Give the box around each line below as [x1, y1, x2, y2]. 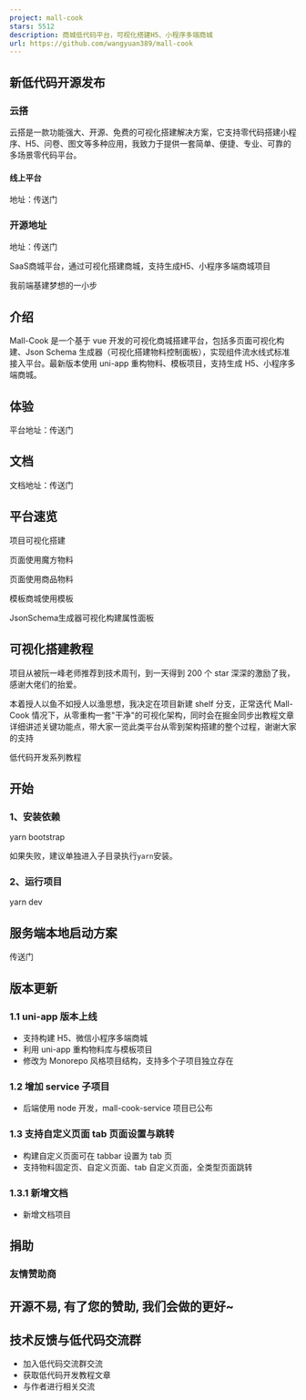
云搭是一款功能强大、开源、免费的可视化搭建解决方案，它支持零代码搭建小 [9, 127, 289, 138]
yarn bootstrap [9, 832, 66, 843]
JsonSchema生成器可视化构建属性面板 [9, 612, 155, 623]
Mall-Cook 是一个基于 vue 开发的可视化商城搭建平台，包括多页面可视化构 [9, 335, 285, 346]
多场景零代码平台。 [9, 149, 82, 160]
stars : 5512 [9, 22, 55, 31]
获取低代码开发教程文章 [22, 1370, 111, 1381]
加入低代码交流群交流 [22, 1358, 103, 1369]
